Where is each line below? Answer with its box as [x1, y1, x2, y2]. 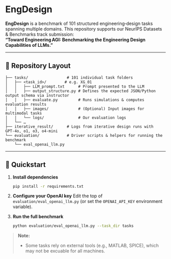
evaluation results [5, 102, 47, 107]
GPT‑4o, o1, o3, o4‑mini [5, 128, 58, 133]
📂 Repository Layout [5, 62, 71, 70]
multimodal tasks [5, 110, 42, 116]
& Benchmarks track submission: [5, 31, 74, 37]
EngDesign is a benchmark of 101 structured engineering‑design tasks [5, 20, 153, 26]
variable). [12, 204, 33, 210]
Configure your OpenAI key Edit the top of [12, 193, 103, 199]
